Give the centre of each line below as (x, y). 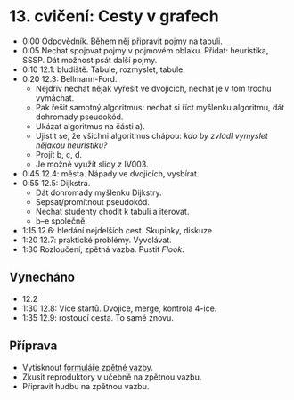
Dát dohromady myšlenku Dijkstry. (98, 192)
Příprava (33, 346)
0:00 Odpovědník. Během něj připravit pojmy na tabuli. (122, 41)
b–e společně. (61, 221)
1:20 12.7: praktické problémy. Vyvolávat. (97, 240)
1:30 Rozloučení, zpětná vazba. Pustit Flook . (103, 249)
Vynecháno (42, 278)
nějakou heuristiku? (71, 145)
